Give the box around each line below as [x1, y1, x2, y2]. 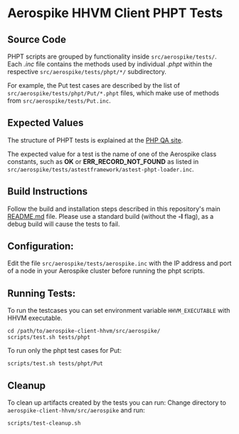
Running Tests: [7, 287, 76, 299]
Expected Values [7, 117, 84, 129]
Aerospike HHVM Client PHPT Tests [7, 5, 223, 21]
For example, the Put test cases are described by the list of [7, 81, 180, 90]
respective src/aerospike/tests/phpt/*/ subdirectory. [7, 68, 167, 76]
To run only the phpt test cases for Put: [7, 346, 122, 355]
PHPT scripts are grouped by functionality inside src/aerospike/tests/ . [7, 52, 217, 61]
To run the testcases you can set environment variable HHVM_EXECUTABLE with [7, 306, 230, 315]
